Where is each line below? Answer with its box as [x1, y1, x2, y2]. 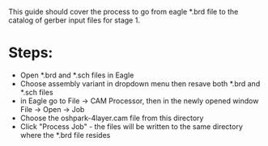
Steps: [8, 44, 53, 62]
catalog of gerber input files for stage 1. [8, 15, 140, 25]
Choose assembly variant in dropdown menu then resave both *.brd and [19, 78, 261, 88]
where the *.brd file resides [19, 130, 111, 140]
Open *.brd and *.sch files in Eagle [19, 70, 134, 80]
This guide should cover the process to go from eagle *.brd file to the [8, 7, 239, 16]
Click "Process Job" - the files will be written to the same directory [19, 121, 243, 131]
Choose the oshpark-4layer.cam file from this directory [19, 113, 204, 123]
